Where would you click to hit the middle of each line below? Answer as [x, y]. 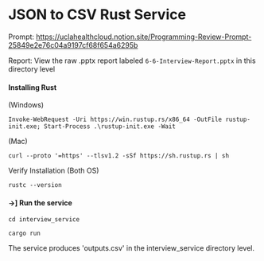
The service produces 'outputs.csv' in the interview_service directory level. [131, 248]
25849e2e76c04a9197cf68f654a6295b [73, 45]
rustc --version [35, 185]
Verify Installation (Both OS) [54, 171]
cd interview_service [44, 220]
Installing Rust [33, 87]
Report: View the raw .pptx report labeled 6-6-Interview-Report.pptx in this [132, 60]
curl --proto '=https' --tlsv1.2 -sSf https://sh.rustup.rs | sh [118, 156]
